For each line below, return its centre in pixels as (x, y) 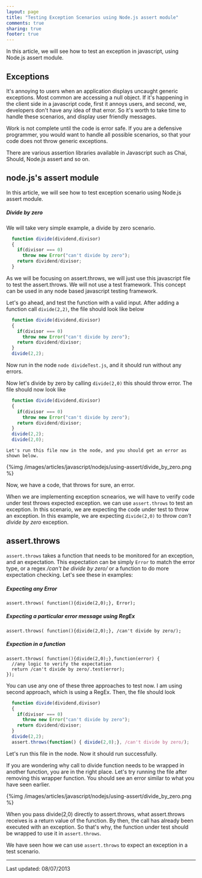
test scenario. (23, 851)
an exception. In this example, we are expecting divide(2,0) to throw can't (99, 516)
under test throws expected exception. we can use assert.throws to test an (99, 503)
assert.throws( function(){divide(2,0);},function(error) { (83, 658)
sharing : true (24, 29)
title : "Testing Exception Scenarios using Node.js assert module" (93, 17)
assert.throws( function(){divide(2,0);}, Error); (71, 603)
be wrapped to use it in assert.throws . (54, 833)
